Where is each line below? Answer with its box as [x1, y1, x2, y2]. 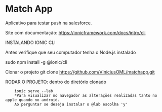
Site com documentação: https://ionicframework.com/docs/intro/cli [5, 29, 146, 35]
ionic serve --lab [14, 88, 53, 94]
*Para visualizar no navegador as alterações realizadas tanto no [14, 93, 157, 98]
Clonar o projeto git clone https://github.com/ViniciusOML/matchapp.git [5, 69, 155, 75]
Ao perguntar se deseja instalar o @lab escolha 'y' [14, 102, 128, 107]
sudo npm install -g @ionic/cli [5, 59, 67, 65]
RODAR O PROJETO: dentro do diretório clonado [5, 79, 106, 85]
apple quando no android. [5, 97, 60, 102]
